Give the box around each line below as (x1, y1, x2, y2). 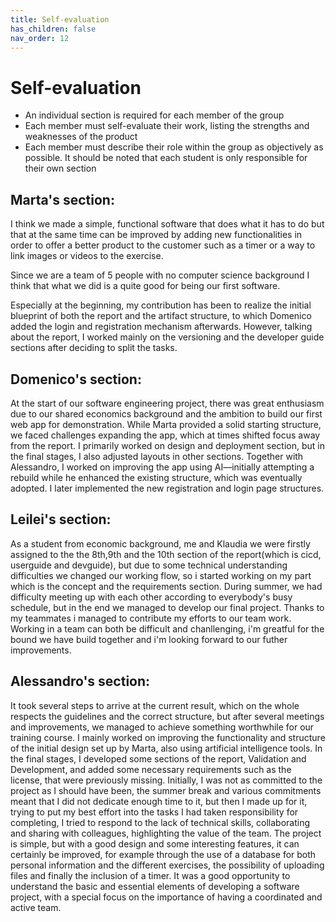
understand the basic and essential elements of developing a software (10, 880, 300, 892)
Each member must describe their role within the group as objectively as (24, 141, 324, 153)
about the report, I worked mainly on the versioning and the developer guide (10, 331, 325, 343)
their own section (24, 162, 97, 175)
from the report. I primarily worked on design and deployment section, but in (10, 439, 326, 451)
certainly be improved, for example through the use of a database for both (10, 848, 317, 860)
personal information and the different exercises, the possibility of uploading (10, 859, 325, 871)
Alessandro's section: (10, 673, 151, 690)
